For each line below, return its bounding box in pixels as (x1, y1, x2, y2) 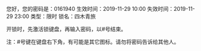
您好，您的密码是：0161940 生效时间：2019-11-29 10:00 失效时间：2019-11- (6, 5, 196, 12)
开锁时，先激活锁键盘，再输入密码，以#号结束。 (6, 26, 127, 32)
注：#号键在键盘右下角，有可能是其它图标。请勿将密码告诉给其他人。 (6, 38, 180, 45)
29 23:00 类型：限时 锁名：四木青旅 (6, 13, 96, 20)
